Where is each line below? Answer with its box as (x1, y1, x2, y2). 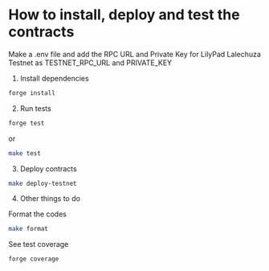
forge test (8, 119, 45, 127)
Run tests (19, 103, 52, 113)
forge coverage (8, 255, 59, 263)
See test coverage (8, 240, 69, 249)
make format (8, 225, 48, 233)
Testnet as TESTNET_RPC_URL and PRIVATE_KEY (8, 58, 173, 68)
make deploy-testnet (8, 179, 78, 187)
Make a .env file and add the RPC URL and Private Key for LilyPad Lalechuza (8, 49, 261, 59)
